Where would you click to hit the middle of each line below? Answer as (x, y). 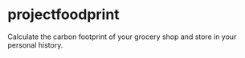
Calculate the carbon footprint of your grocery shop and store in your (122, 37)
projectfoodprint (63, 15)
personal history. (35, 44)
